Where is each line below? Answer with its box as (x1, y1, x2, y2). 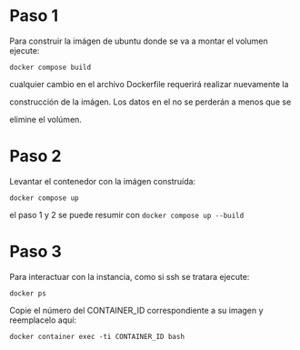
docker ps (9, 288, 47, 298)
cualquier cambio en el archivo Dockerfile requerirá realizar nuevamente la (9, 78, 289, 89)
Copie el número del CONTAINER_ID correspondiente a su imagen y (9, 305, 264, 315)
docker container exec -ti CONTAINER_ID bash (9, 332, 185, 341)
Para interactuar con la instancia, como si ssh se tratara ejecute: (9, 271, 250, 282)
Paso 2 (9, 146, 62, 166)
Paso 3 (9, 242, 62, 262)
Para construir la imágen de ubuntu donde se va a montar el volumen (9, 35, 268, 46)
